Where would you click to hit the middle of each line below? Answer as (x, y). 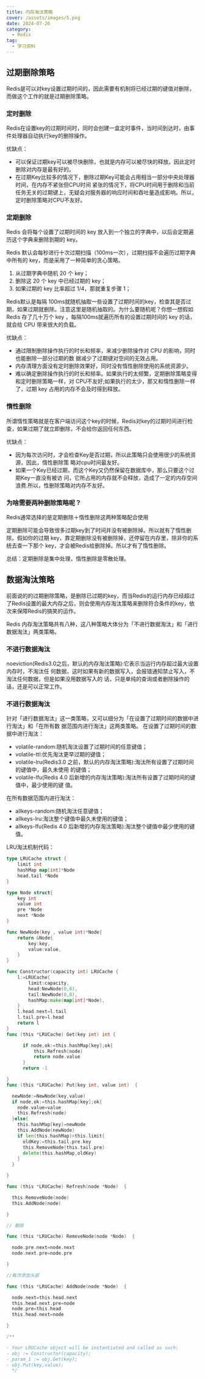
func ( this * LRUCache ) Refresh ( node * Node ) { (67, 1187)
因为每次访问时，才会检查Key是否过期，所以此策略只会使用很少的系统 (103, 455)
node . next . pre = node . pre (42, 1253)
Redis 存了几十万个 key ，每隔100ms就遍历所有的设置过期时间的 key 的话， (101, 317)
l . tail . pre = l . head (41, 1017)
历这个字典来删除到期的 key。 (44, 240)
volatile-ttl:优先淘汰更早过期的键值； (61, 754)
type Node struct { (30, 892)
